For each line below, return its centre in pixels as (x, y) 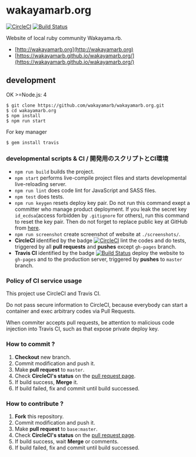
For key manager (26, 132)
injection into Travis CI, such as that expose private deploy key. (82, 329)
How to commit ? (31, 344)
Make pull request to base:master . (56, 429)
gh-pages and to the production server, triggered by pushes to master (98, 259)
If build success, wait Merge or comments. (67, 441)
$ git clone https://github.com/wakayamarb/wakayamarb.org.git (85, 105)
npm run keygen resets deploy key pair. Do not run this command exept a (102, 203)
